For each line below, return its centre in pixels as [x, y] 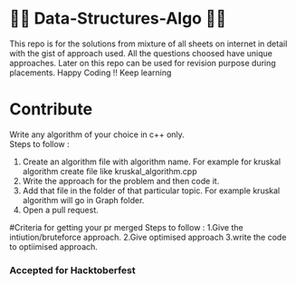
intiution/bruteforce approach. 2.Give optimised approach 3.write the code [148, 237]
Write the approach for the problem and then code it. [121, 181]
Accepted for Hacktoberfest [72, 270]
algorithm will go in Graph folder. [83, 200]
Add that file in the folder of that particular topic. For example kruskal [151, 191]
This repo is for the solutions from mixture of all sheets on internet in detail [148, 44]
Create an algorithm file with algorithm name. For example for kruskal [152, 162]
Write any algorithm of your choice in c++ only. [97, 134]
